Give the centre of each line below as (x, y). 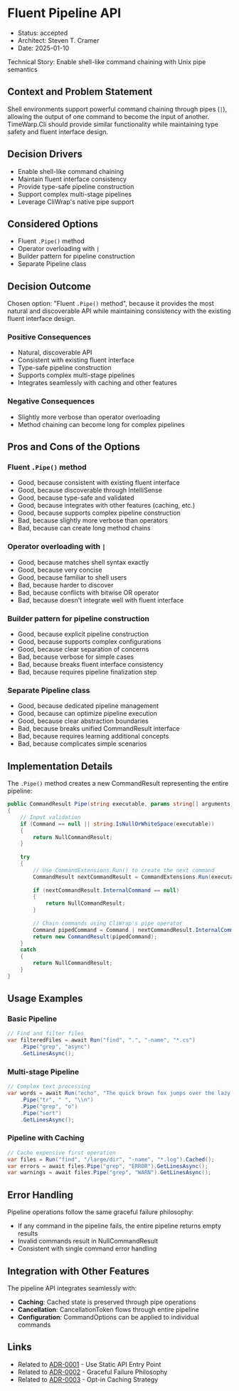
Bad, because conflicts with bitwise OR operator (89, 592)
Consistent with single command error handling (87, 1248)
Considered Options (53, 224)
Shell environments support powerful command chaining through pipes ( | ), (117, 109)
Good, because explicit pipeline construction (83, 634)
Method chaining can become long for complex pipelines (101, 424)
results (28, 1233)
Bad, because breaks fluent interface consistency (90, 664)
